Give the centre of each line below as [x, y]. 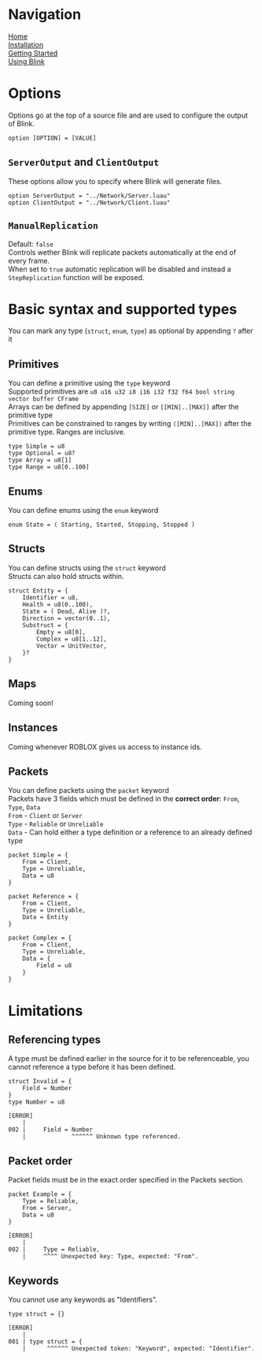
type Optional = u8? [42, 454]
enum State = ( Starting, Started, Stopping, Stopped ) [101, 525]
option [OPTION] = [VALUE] [52, 138]
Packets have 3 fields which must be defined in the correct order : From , [124, 799]
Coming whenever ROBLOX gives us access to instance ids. [105, 746]
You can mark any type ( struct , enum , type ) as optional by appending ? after [131, 331]
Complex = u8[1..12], [72, 639]
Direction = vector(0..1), [66, 618]
